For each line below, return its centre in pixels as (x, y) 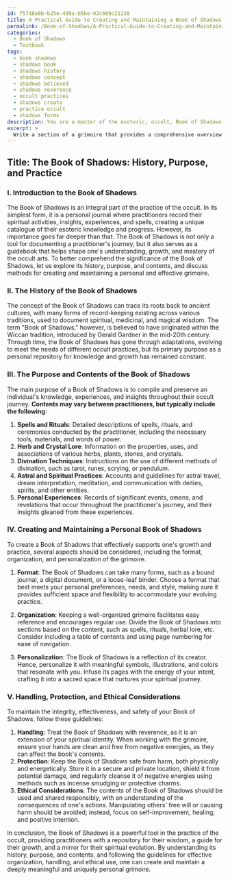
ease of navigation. (44, 644)
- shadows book (35, 64)
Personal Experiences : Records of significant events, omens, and (110, 497)
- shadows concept (40, 77)
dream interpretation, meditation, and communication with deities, (110, 482)
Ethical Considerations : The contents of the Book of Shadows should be (120, 791)
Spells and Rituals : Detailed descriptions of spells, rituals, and (105, 424)
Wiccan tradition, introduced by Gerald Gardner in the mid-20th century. (109, 335)
